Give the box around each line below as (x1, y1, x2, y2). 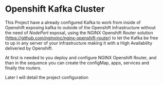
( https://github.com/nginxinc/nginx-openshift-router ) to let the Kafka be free (5, 35, 158, 41)
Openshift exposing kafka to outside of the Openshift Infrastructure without (5, 24, 156, 30)
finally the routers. (5, 65, 42, 71)
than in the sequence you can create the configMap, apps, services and (5, 60, 149, 66)
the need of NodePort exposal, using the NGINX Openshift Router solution (5, 30, 153, 35)
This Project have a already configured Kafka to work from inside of (5, 19, 141, 25)
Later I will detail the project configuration (5, 74, 89, 80)
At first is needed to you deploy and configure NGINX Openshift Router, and (5, 54, 157, 60)
